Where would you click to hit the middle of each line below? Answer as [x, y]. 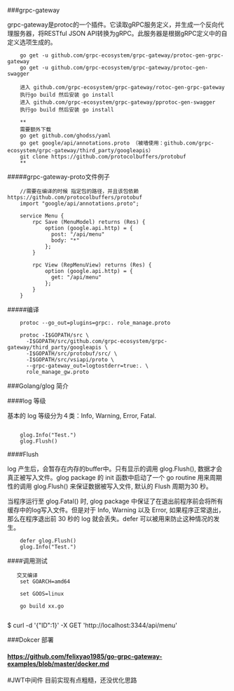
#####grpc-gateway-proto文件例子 [58, 177]
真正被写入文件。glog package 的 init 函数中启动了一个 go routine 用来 [109, 477]
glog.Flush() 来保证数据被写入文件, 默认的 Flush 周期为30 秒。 [123, 486]
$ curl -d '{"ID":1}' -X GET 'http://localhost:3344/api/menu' [92, 625]
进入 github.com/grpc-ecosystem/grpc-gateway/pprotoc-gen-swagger [118, 102]
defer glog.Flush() [48, 541]
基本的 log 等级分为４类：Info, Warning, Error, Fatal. [82, 416]
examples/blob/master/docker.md [58, 664]
